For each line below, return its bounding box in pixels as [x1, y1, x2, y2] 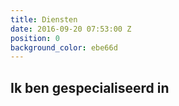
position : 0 [10, 33, 60, 43]
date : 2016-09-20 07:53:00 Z [10, 24, 132, 34]
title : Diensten [10, 14, 78, 25]
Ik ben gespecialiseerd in [10, 79, 170, 96]
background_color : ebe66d [10, 42, 118, 53]
